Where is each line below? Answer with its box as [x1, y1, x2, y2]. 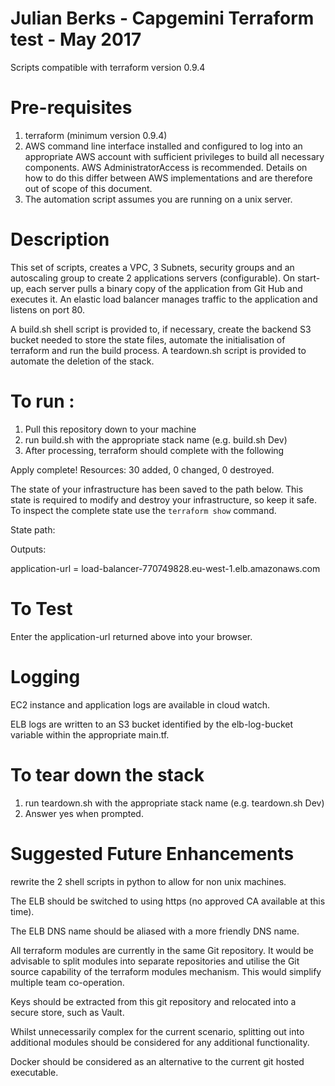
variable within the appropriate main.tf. [10, 728, 170, 741]
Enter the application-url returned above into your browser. [10, 630, 253, 642]
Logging [10, 665, 81, 688]
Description [10, 228, 110, 251]
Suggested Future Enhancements [10, 842, 295, 865]
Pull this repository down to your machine [24, 423, 197, 435]
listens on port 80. [10, 303, 86, 316]
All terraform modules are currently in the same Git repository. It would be [10, 944, 314, 956]
